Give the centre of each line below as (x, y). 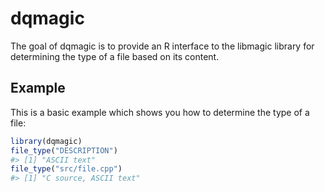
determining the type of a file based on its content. (115, 56)
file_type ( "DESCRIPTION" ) (64, 150)
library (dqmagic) (46, 141)
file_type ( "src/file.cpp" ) (66, 169)
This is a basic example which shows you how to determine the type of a (160, 112)
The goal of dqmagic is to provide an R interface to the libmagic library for (162, 46)
